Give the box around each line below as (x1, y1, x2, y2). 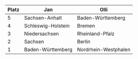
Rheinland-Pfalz (77, 30, 115, 37)
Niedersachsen (24, 30, 59, 37)
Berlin (77, 39, 91, 45)
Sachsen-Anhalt (24, 15, 62, 21)
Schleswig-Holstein (24, 22, 70, 29)
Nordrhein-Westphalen (77, 46, 131, 53)
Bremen (77, 22, 95, 29)
